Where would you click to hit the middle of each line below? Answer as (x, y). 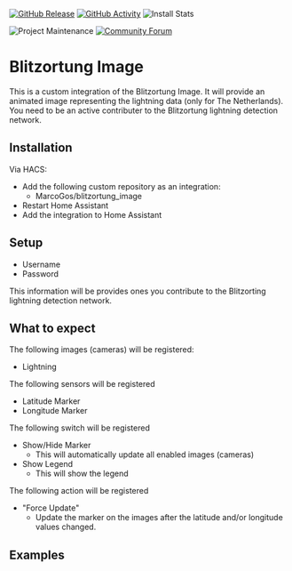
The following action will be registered (79, 491)
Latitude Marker (51, 401)
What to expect (52, 328)
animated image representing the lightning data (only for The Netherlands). (146, 101)
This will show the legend (82, 474)
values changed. (66, 527)
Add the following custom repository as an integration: (121, 186)
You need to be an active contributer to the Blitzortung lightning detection (143, 110)
